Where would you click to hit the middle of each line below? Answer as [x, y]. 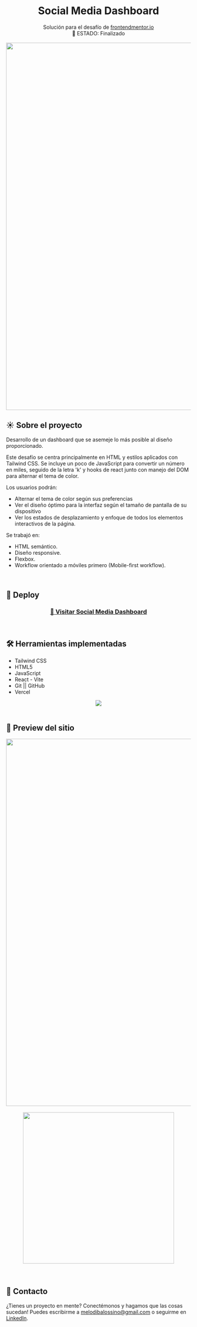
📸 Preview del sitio [40, 728]
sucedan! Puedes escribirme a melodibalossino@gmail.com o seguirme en [96, 1312]
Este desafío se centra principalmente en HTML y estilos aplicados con [92, 457]
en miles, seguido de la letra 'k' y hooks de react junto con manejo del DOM [98, 470]
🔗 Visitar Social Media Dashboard [98, 612]
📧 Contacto [27, 1291]
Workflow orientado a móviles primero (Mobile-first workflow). [90, 565]
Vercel [22, 692]
